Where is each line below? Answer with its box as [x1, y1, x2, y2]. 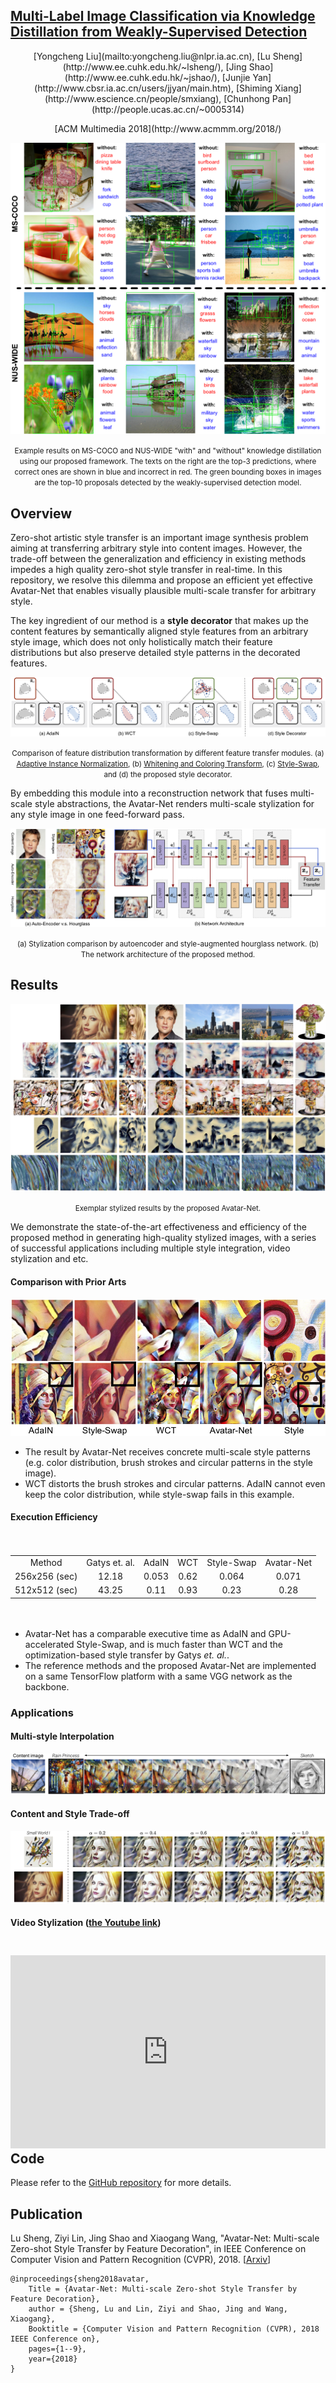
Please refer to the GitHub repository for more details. [10, 2177, 232, 2189]
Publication [10, 2205, 83, 2223]
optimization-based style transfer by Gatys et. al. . [24, 1649, 230, 1661]
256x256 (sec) [14, 1570, 78, 1582]
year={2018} [28, 2354, 78, 2364]
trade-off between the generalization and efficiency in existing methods [10, 553, 307, 565]
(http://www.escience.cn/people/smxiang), [44, 92, 222, 104]
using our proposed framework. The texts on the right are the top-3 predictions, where [19, 457, 317, 467]
